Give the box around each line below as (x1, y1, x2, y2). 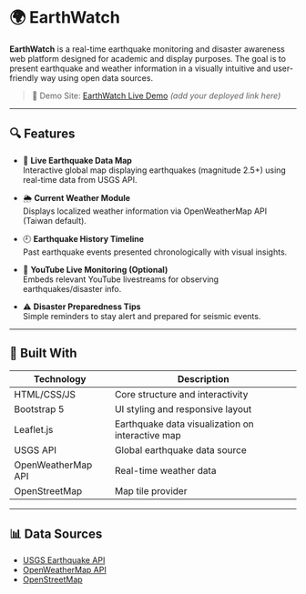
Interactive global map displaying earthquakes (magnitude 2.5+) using (22, 165, 287, 176)
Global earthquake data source (114, 443, 248, 456)
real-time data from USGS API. (22, 174, 138, 185)
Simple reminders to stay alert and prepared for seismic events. (22, 310, 261, 321)
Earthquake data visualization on (114, 418, 254, 430)
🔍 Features (9, 126, 76, 142)
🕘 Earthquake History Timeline (22, 233, 144, 244)
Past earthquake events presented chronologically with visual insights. (22, 247, 288, 257)
